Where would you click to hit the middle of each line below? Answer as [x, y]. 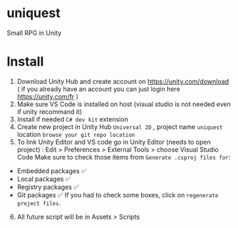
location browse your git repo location [76, 134]
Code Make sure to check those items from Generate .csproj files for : [124, 157]
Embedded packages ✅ [52, 171]
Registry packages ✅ [48, 187]
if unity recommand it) [50, 111]
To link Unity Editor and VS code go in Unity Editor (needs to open [114, 142]
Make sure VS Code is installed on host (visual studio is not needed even [124, 104]
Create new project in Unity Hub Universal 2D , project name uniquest [120, 127]
